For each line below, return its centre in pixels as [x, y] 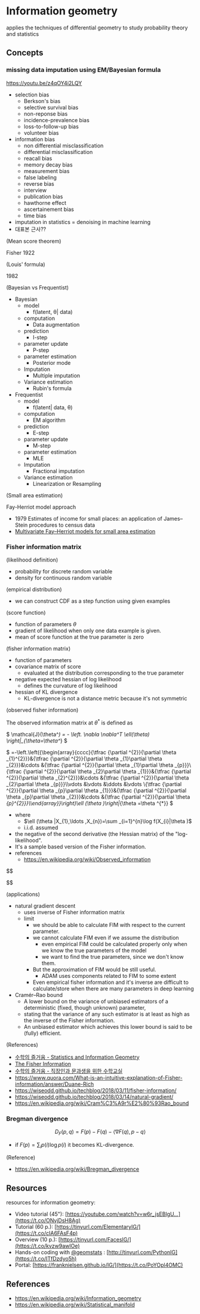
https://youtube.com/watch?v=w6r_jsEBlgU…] [124, 1214]
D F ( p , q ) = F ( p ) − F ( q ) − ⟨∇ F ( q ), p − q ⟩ [100, 1132]
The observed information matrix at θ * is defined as [70, 722]
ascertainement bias [49, 209]
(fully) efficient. [42, 1033]
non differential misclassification [64, 146]
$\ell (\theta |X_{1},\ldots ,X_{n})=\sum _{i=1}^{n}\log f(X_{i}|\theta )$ [108, 821]
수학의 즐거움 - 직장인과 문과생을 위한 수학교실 [69, 1071]
